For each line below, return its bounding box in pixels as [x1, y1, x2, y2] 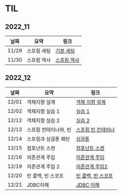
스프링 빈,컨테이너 [76, 126, 115, 133]
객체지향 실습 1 [26, 108, 60, 114]
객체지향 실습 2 [26, 117, 60, 124]
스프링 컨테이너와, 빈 [26, 126, 72, 133]
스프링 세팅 [26, 48, 51, 54]
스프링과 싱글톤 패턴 [26, 136, 70, 142]
